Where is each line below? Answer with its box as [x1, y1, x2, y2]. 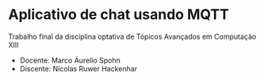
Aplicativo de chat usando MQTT [8, 6, 230, 24]
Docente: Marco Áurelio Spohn [19, 55, 121, 65]
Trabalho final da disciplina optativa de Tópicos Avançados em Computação [8, 32, 257, 41]
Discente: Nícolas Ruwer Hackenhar [19, 63, 137, 73]
